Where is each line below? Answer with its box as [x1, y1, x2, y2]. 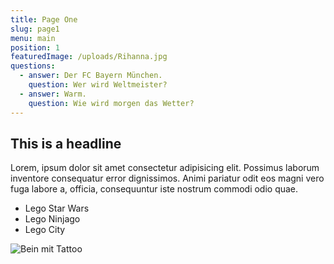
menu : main [10, 33, 56, 43]
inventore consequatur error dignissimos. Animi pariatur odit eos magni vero [10, 172, 325, 185]
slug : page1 [10, 24, 60, 34]
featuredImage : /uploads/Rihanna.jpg [10, 52, 168, 62]
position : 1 [10, 42, 60, 53]
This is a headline [10, 135, 122, 152]
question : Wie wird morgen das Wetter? [28, 98, 195, 108]
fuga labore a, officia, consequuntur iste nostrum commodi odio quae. [10, 183, 299, 195]
